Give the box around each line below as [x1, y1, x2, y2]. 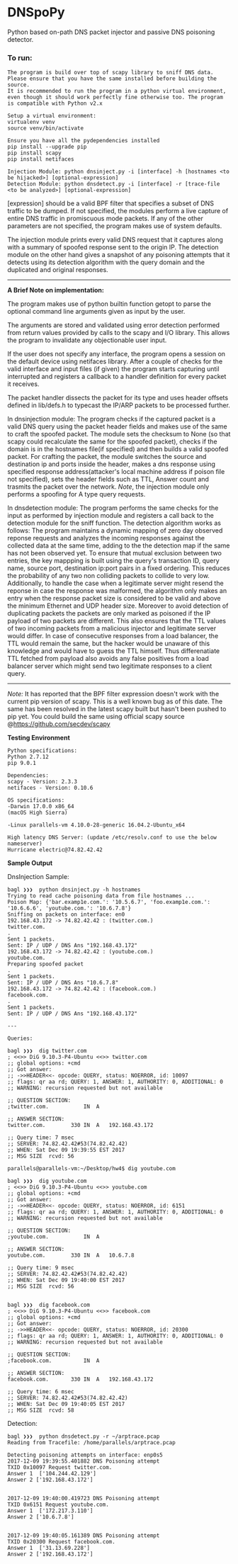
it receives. [7, 380, 40, 388]
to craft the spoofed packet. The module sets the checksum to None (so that [7, 430, 231, 438]
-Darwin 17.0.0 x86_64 [7, 803, 74, 810]
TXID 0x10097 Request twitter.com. [7, 1464, 113, 1471]
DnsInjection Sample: [7, 873, 69, 881]
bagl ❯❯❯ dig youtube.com [7, 1177, 87, 1185]
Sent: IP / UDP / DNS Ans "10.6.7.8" [7, 979, 119, 987]
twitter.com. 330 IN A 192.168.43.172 [7, 1122, 154, 1129]
